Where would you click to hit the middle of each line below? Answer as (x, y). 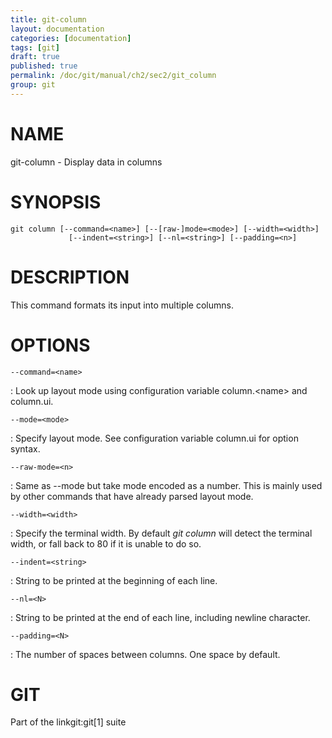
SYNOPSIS (56, 202)
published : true (44, 66)
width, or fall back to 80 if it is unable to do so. (106, 543)
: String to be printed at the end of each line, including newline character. (160, 617)
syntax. (25, 448)
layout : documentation (57, 29)
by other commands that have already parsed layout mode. (132, 496)
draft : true (35, 57)
